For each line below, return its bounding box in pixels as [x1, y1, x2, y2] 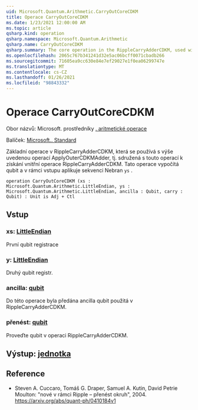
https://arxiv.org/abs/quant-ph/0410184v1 [14, 397, 116, 404]
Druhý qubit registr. [6, 269, 53, 276]
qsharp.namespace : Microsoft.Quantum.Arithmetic [6, 36, 128, 42]
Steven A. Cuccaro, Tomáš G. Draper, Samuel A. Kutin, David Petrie [14, 385, 178, 392]
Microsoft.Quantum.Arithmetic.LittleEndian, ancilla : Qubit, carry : [6, 188, 183, 194]
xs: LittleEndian [6, 227, 52, 236]
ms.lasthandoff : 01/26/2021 [6, 74, 75, 80]
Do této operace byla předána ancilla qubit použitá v [6, 297, 133, 304]
